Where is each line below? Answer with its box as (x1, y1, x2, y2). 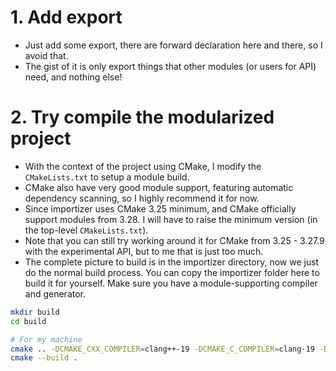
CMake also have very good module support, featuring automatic (24, 181, 294, 193)
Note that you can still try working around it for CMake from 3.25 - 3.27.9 (24, 234, 325, 246)
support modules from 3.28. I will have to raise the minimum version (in (24, 213, 318, 225)
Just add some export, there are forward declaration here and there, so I (24, 39, 323, 51)
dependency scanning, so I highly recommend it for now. (24, 192, 260, 204)
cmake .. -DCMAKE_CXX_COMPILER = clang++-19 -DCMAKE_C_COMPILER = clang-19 (10, 344, 315, 354)
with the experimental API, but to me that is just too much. (24, 245, 264, 257)
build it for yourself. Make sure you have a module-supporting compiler (24, 277, 318, 289)
